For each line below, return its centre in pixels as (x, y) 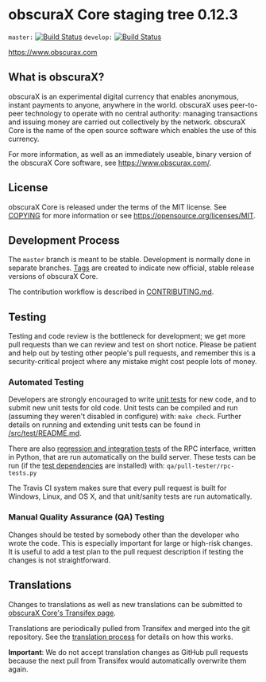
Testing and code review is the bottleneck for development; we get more (127, 336)
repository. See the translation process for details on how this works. (121, 637)
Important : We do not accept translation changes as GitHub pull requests (128, 652)
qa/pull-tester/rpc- (200, 466)
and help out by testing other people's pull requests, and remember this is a (132, 353)
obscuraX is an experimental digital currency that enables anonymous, (123, 96)
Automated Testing (46, 382)
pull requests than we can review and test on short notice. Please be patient (132, 345)
